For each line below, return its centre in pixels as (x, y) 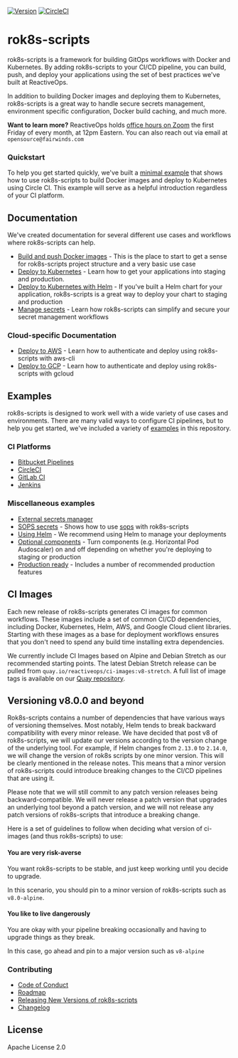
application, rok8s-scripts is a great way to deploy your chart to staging (122, 294)
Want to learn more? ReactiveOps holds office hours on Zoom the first (111, 125)
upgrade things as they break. (51, 937)
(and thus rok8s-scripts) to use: (76, 836)
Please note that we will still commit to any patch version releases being (113, 792)
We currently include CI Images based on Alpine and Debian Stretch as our (117, 655)
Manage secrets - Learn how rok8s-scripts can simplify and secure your (124, 309)
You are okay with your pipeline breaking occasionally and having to (107, 929)
